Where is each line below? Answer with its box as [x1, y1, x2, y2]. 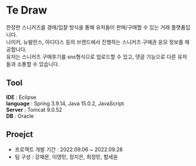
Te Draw [6, 4, 48, 17]
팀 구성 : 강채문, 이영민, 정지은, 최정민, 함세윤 [14, 153, 118, 160]
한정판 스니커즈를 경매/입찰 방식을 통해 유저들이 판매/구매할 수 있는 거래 [6, 24, 170, 31]
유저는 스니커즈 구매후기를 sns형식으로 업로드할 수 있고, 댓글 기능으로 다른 [6, 53, 177, 60]
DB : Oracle [6, 112, 34, 119]
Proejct [6, 130, 34, 140]
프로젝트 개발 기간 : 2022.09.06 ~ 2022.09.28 [14, 145, 123, 153]
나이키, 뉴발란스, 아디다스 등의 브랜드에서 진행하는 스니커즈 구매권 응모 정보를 [6, 38, 184, 45]
